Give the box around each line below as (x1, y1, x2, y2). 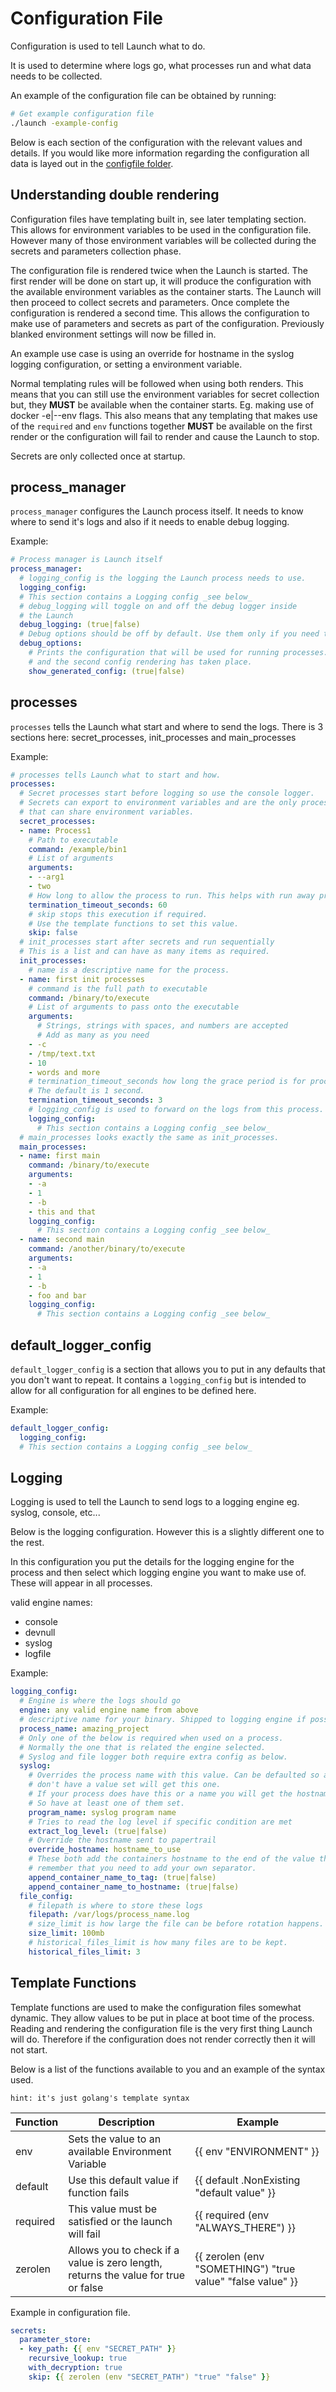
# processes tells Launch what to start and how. (10, 770, 222, 780)
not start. (10, 2043, 48, 2056)
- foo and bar (28, 1290, 87, 1301)
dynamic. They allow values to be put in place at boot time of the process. (10, 2012, 315, 2024)
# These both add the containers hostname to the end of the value (28, 1854, 315, 1864)
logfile (24, 1648, 52, 1660)
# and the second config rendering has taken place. (28, 657, 253, 667)
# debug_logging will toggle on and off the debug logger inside (19, 601, 298, 611)
